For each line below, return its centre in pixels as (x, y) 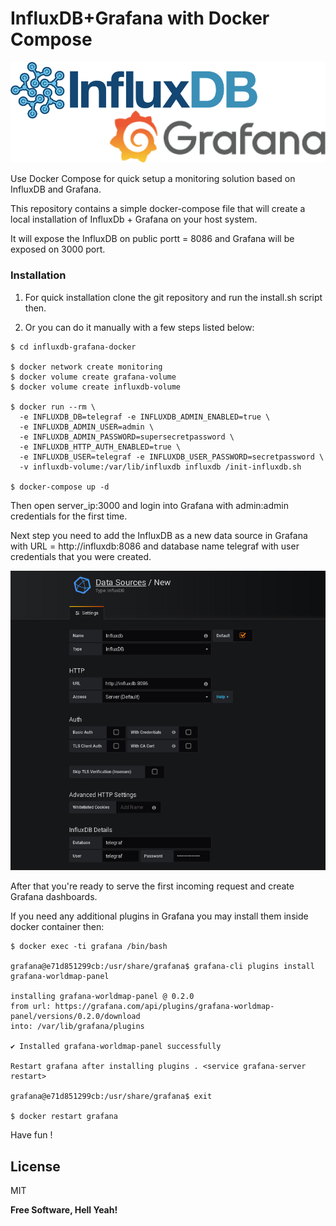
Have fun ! (31, 1135)
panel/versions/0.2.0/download (75, 1017)
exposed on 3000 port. (58, 249)
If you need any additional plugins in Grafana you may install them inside (159, 916)
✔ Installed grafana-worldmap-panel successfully (116, 1047)
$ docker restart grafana (64, 1117)
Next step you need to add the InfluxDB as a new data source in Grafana (159, 535)
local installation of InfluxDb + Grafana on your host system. (134, 219)
